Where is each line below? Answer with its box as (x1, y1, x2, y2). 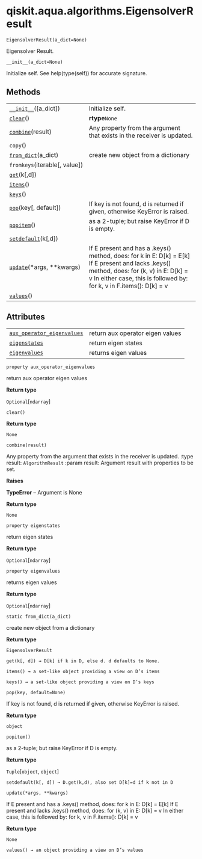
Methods (6, 87, 41, 97)
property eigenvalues (6, 568, 61, 574)
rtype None (88, 114, 117, 122)
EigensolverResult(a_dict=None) (6, 37, 87, 43)
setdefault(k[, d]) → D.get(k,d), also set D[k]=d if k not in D (6, 779, 173, 786)
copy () (9, 141, 27, 149)
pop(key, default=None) (6, 689, 66, 695)
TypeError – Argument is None (6, 488, 82, 496)
